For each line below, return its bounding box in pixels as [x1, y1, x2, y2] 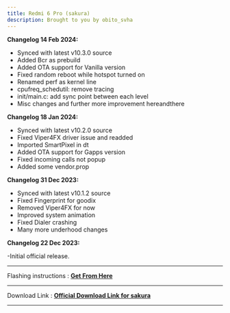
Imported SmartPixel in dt [16, 140, 89, 149]
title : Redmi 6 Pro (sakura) [7, 10, 90, 17]
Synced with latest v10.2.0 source [16, 126, 113, 134]
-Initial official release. [7, 251, 70, 260]
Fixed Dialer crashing [16, 218, 77, 226]
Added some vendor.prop [16, 162, 90, 171]
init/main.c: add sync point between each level [16, 92, 149, 100]
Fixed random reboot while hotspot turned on [16, 70, 145, 79]
